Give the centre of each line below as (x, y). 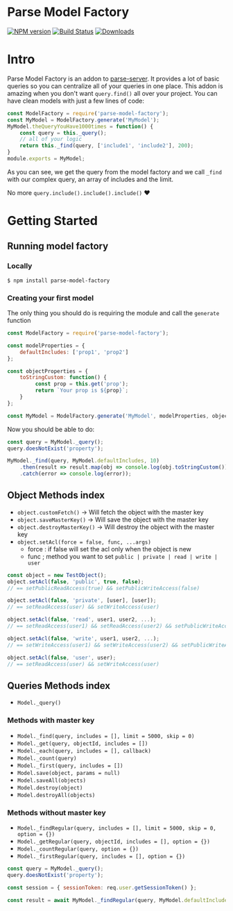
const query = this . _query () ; (63, 133)
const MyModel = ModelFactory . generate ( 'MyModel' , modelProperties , (108, 416)
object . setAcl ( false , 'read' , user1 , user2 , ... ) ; (82, 620)
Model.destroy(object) (50, 788)
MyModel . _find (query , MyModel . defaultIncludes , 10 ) (83, 461)
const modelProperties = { (46, 345)
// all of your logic (51, 140)
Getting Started (53, 221)
